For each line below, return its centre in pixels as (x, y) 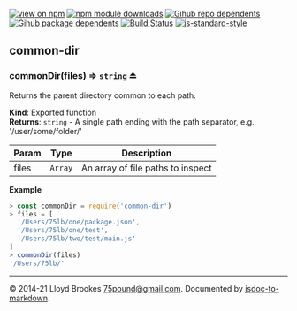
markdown (29, 298)
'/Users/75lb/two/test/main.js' (77, 239)
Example (26, 189)
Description (147, 153)
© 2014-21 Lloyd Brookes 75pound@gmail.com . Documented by (126, 288)
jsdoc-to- (262, 288)
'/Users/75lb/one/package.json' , (79, 222)
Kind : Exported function (53, 112)
